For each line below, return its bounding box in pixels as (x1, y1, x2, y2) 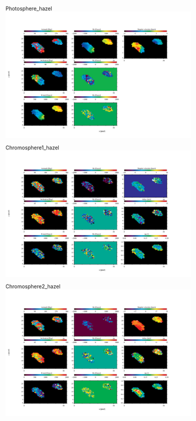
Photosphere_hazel (5, 5, 52, 12)
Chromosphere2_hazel (5, 283, 61, 290)
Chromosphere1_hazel (5, 144, 59, 151)
